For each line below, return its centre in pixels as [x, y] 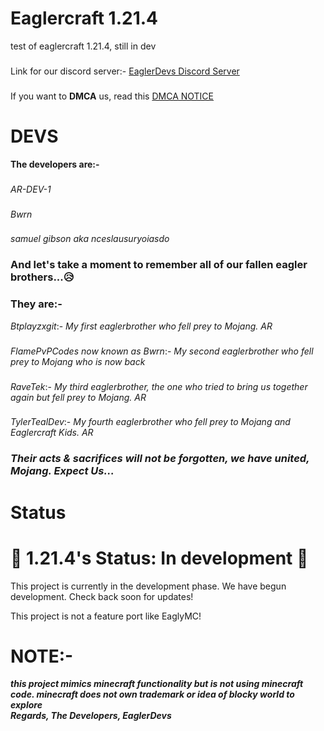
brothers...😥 [42, 277]
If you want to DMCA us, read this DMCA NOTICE [112, 96]
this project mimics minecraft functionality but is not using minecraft [157, 684]
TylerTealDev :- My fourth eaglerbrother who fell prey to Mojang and [150, 422]
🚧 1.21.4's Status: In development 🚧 [159, 558]
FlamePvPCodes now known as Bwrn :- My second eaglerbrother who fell [162, 351]
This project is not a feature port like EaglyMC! [106, 616]
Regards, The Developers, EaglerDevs [91, 716]
